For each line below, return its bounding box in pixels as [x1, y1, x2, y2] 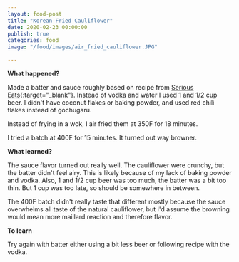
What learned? [7, 147, 52, 155]
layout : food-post [7, 10, 62, 18]
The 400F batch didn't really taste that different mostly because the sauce [7, 197, 226, 206]
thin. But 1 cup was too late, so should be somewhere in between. [7, 184, 200, 192]
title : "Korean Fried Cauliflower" [7, 17, 113, 24]
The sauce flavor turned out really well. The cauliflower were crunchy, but [7, 161, 225, 169]
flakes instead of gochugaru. [7, 106, 92, 114]
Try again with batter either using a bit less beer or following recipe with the [7, 240, 230, 248]
